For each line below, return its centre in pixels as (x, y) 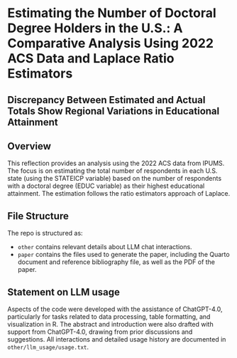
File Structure (38, 216)
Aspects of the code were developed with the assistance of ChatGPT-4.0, (115, 309)
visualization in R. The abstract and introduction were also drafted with (111, 325)
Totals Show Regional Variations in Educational (114, 111)
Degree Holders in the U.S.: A (95, 28)
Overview (29, 146)
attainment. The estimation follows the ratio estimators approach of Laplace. (119, 194)
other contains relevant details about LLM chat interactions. (105, 247)
